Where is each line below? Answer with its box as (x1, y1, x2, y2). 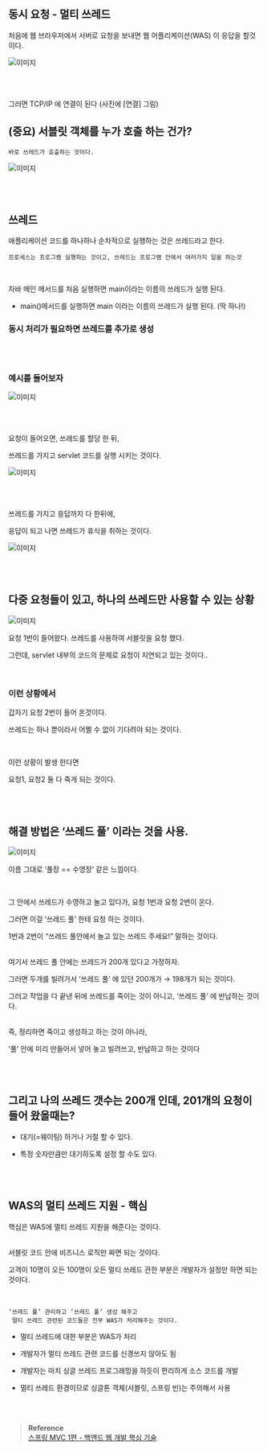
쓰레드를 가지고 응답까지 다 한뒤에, (8, 509, 115, 519)
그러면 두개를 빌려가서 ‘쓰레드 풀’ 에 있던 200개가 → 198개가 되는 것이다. (8, 974, 236, 983)
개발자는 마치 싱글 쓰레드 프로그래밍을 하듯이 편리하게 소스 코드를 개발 (19, 1366, 239, 1375)
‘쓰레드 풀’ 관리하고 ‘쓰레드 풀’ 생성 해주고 (8, 1308, 138, 1316)
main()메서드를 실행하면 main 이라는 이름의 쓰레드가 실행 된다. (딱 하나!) (19, 301, 246, 311)
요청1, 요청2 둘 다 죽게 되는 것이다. (8, 775, 116, 785)
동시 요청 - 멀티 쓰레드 (8, 7, 111, 22)
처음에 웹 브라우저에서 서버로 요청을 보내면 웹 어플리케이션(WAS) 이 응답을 (8, 31, 241, 40)
